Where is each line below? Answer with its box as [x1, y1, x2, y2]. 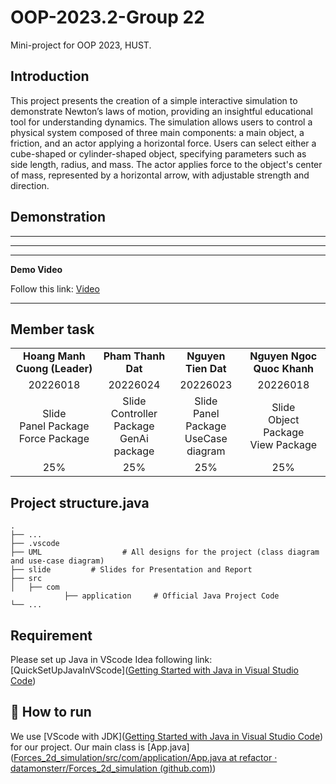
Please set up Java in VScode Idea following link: [10, 654, 213, 665]
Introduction [10, 68, 90, 85]
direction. [10, 179, 50, 191]
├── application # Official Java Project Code [63, 591, 280, 601]
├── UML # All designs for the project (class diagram [10, 547, 320, 558]
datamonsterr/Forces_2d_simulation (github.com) [10, 762, 213, 774]
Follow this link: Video [10, 282, 100, 295]
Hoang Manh [23, 349, 86, 363]
